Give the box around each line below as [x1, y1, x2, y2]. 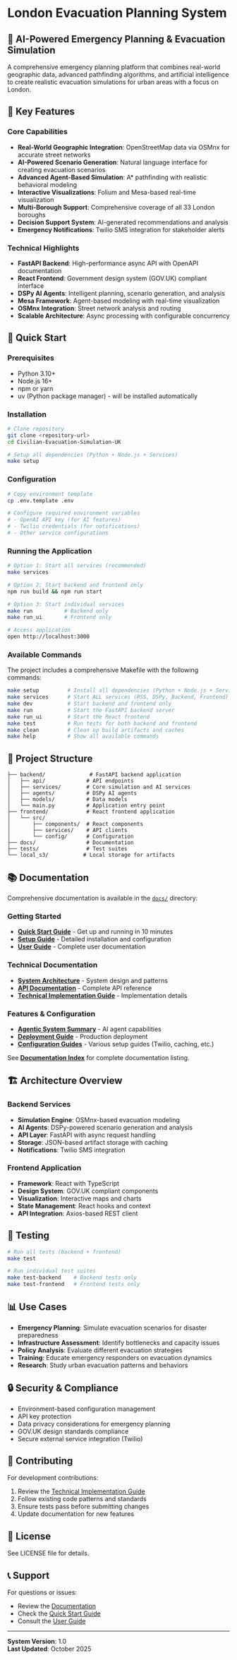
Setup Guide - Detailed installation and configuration [17, 935, 171, 944]
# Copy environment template [7, 491, 93, 498]
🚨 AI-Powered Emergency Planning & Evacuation [7, 33, 226, 45]
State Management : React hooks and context [17, 1201, 151, 1210]
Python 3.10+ [17, 369, 56, 378]
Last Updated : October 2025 [7, 1644, 92, 1653]
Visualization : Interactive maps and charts [17, 1194, 142, 1203]
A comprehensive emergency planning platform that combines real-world [7, 63, 221, 71]
